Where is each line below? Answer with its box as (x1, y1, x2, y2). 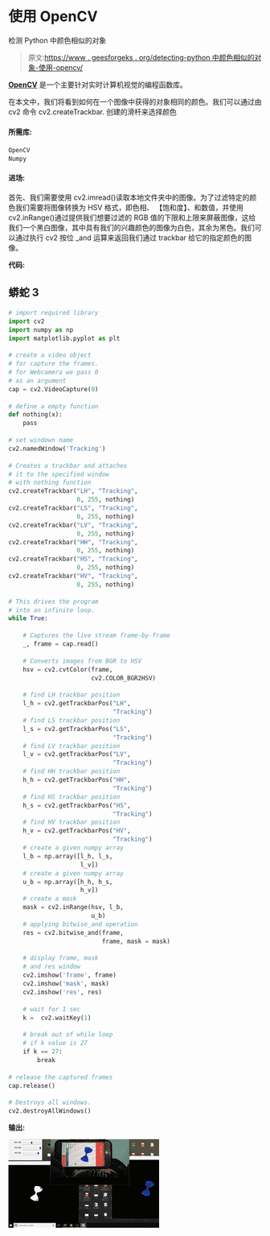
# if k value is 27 (22, 1040, 88, 1048)
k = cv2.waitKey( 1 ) (22, 1014, 92, 1022)
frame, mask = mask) (101, 937, 171, 945)
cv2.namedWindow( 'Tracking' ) (8, 444, 106, 453)
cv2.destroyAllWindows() (8, 1107, 92, 1115)
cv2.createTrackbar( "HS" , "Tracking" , (8, 555, 138, 564)
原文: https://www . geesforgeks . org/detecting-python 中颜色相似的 (27, 52, 255, 62)
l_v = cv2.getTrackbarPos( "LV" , (22, 750, 131, 759)
